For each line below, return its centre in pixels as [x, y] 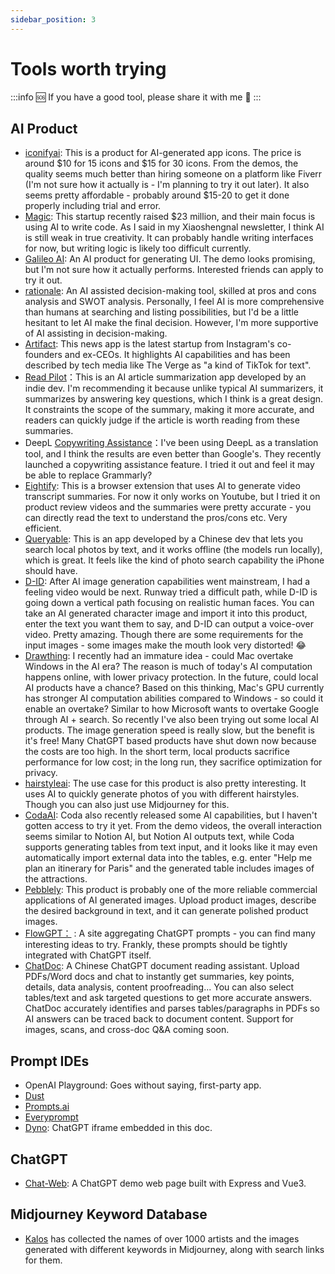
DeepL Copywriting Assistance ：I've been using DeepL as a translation [171, 443]
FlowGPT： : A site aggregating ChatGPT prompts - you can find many [170, 933]
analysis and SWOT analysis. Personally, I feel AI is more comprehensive [174, 302]
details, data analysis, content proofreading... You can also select [159, 987]
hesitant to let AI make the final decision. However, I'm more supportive [171, 323]
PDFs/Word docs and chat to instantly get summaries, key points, [159, 977]
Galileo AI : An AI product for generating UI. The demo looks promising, [170, 259]
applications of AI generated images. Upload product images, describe [170, 900]
